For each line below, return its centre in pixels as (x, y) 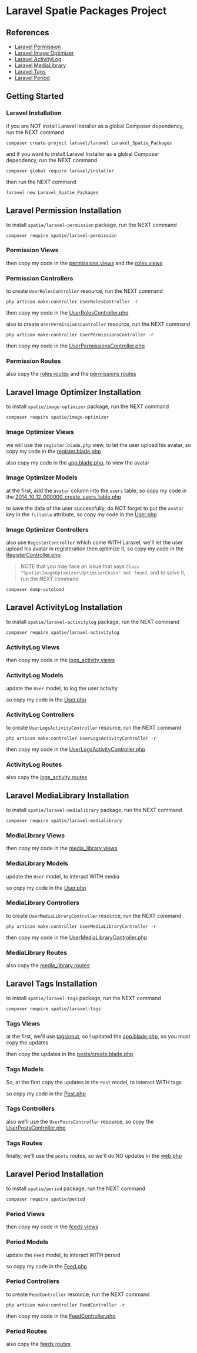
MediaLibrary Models (37, 864)
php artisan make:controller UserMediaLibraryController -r (81, 926)
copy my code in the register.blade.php (54, 451)
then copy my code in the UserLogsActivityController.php (76, 749)
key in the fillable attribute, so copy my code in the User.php (81, 514)
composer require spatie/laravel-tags (54, 1009)
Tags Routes (24, 1143)
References (28, 33)
